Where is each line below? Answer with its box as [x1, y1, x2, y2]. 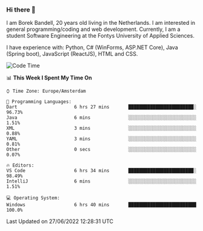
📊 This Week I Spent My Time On [6, 74, 92, 81]
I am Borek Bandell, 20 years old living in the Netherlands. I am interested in [6, 19, 196, 27]
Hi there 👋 [6, 5, 36, 14]
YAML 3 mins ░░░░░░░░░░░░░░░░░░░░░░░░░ [6, 136, 197, 142]
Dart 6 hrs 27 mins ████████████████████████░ [6, 104, 197, 110]
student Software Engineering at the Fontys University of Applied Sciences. [6, 32, 195, 39]
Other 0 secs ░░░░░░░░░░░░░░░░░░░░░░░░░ [6, 147, 197, 153]
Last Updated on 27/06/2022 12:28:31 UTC [6, 218, 114, 225]
